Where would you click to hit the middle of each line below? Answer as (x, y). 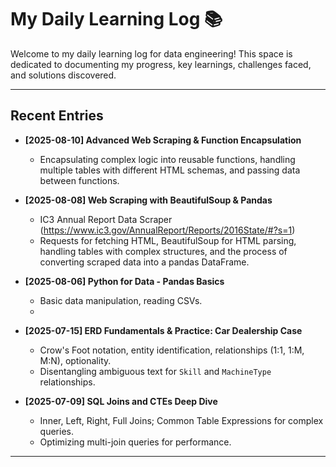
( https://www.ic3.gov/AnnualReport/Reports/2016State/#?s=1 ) (167, 230)
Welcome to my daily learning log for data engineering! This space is (151, 53)
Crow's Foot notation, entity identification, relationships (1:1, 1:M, (172, 350)
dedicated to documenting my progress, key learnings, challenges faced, (161, 64)
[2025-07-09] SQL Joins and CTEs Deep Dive (121, 401)
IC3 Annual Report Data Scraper (106, 219)
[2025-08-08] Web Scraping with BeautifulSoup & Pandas (148, 200)
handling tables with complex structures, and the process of (163, 251)
